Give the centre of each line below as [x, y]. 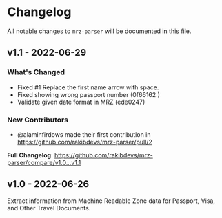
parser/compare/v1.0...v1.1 [44, 162]
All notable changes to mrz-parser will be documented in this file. [99, 31]
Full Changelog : [30, 155]
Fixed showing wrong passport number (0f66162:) [89, 94]
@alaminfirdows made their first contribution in [84, 134]
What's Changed [36, 72]
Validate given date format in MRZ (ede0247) [81, 102]
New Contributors [38, 120]
